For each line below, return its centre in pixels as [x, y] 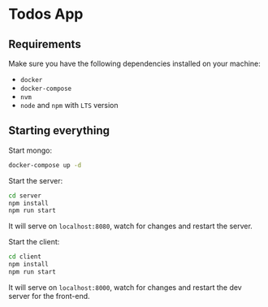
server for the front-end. [50, 296]
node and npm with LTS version [69, 105]
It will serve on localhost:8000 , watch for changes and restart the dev [125, 287]
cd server [25, 196]
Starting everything [59, 131]
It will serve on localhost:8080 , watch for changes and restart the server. [131, 226]
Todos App [46, 14]
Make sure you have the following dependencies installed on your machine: [135, 63]
